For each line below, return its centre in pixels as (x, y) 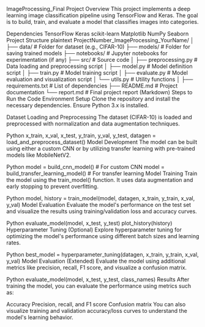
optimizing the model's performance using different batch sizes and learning (103, 236)
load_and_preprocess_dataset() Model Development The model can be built (102, 142)
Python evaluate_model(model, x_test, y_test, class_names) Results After (98, 279)
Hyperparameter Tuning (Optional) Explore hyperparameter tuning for (94, 230)
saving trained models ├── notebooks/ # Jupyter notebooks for (87, 53)
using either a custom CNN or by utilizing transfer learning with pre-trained (101, 148)
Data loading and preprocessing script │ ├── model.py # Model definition (99, 66)
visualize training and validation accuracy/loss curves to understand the (97, 311)
